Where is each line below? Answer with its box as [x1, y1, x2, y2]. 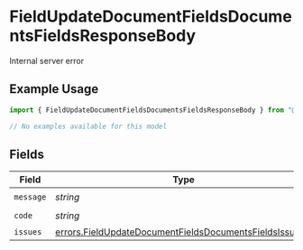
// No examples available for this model [9, 122, 168, 131]
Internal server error [9, 55, 84, 66]
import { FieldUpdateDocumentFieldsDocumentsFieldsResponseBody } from [9, 106, 284, 115]
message [14, 191, 47, 202]
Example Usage [9, 81, 99, 97]
